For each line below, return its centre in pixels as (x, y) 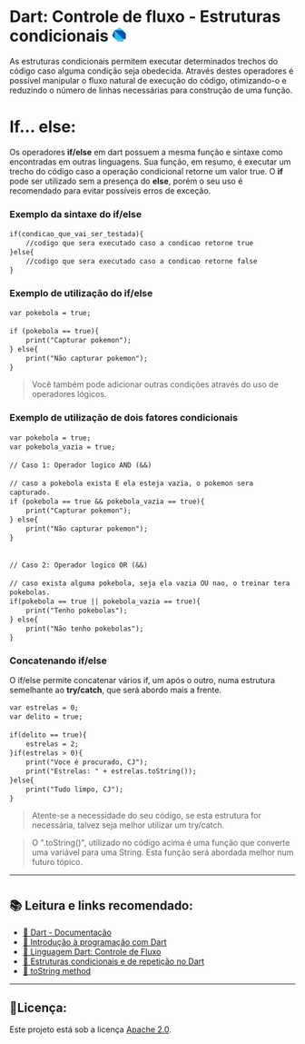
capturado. (30, 492)
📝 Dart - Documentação (67, 932)
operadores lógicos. (69, 394)
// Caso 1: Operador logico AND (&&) (81, 465)
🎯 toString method (57, 970)
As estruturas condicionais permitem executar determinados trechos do (144, 61)
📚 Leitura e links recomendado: (101, 906)
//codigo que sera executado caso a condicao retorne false (142, 262)
